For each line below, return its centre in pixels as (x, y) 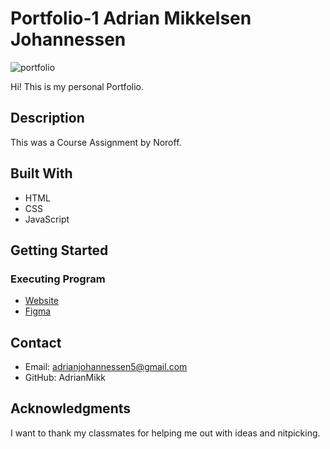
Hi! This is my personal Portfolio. (77, 86)
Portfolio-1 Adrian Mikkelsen (131, 18)
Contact (36, 342)
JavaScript (47, 219)
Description (47, 118)
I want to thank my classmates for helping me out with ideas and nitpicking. (165, 433)
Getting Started (59, 250)
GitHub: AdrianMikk (65, 378)
